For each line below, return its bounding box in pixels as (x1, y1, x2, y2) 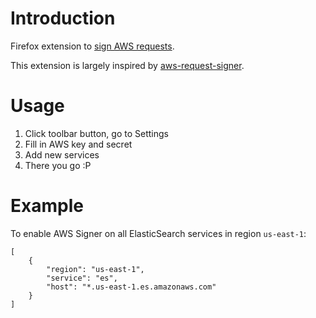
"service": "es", (46, 273, 118, 283)
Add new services (24, 148, 100, 161)
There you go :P (24, 159, 92, 171)
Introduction (10, 7, 116, 30)
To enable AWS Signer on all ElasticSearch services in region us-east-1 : (10, 227, 307, 239)
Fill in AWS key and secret (24, 138, 133, 150)
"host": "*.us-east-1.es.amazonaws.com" (46, 282, 217, 292)
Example (10, 195, 84, 217)
